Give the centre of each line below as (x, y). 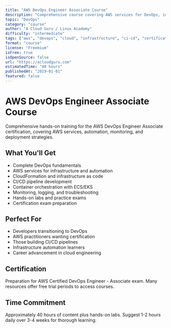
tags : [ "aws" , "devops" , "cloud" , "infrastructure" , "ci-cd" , (73, 39)
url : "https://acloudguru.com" (38, 62)
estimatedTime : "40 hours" (34, 67)
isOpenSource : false (27, 57)
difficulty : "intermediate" (35, 34)
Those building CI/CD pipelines (45, 242)
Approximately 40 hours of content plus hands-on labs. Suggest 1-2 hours (83, 315)
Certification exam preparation (45, 203)
